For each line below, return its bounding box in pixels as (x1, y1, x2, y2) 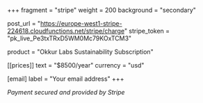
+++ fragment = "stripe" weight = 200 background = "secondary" (7, 6, 197, 14)
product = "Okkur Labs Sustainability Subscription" (7, 48, 154, 56)
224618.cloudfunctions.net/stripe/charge (7, 27, 125, 35)
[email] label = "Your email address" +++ (7, 74, 124, 83)
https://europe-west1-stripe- (40, 19, 123, 27)
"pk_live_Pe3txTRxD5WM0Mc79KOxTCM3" (7, 34, 132, 42)
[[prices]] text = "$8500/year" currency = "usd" (7, 61, 145, 69)
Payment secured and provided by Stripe (7, 88, 125, 96)
